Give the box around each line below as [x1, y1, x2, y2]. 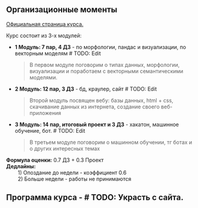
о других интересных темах [29, 145, 100, 152]
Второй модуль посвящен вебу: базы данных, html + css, [29, 97, 174, 104]
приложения [29, 109, 61, 116]
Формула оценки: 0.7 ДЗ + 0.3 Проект [6, 156, 104, 164]
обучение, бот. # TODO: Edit [14, 127, 86, 134]
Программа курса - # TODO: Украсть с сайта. [6, 193, 184, 203]
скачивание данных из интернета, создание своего [29, 103, 160, 110]
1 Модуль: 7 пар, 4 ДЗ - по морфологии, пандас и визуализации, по [14, 43, 186, 50]
